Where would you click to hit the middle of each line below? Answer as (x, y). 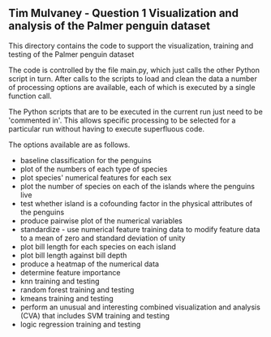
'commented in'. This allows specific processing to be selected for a (122, 120)
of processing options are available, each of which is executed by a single (132, 87)
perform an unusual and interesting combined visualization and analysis (140, 307)
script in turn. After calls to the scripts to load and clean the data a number (133, 78)
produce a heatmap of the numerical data (90, 264)
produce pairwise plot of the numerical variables (101, 220)
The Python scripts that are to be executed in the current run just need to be (136, 111)
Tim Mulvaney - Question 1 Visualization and (124, 13)
